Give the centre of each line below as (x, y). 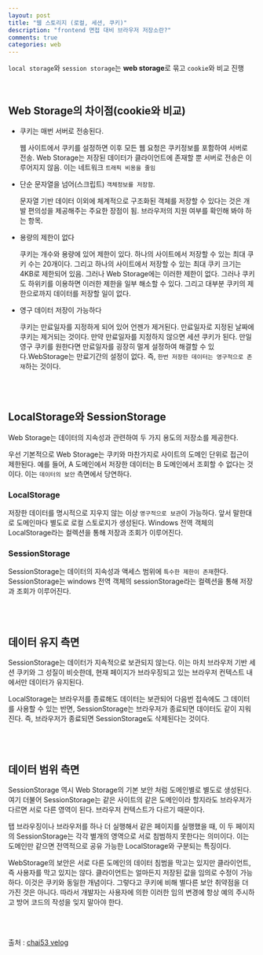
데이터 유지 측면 (44, 642)
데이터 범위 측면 (44, 770)
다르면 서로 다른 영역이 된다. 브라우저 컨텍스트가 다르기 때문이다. (107, 809)
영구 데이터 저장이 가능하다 (60, 310)
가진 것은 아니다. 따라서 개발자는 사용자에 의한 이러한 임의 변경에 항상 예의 (121, 892)
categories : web (35, 45)
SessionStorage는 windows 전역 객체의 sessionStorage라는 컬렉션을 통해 (123, 581)
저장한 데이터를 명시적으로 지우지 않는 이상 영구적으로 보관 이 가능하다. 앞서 (120, 513)
